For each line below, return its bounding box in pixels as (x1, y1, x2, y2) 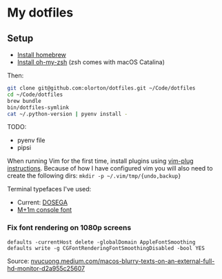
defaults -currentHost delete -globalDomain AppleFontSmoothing (7, 238, 196, 246)
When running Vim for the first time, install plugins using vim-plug (7, 157, 194, 165)
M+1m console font (17, 206, 72, 214)
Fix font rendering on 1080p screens (7, 223, 132, 233)
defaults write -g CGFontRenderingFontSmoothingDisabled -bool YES (7, 244, 205, 251)
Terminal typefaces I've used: (7, 185, 92, 193)
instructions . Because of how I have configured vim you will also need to (7, 164, 213, 173)
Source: (7, 257, 30, 265)
